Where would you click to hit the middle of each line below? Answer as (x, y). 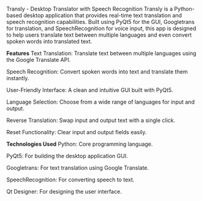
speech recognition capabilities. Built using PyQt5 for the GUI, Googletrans (100, 22)
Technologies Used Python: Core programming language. (80, 144)
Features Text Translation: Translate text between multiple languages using (102, 53)
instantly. (18, 78)
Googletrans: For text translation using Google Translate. (78, 168)
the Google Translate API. (39, 60)
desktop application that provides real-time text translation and (103, 15)
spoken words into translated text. (49, 41)
